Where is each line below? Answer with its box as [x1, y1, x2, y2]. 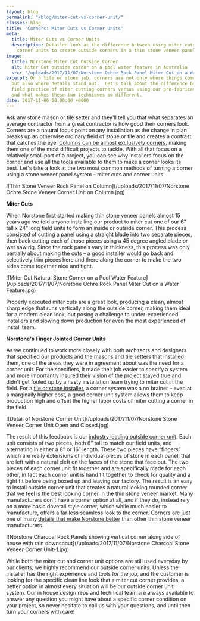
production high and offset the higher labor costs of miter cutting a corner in [6, 397, 193, 404]
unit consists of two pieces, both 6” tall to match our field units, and [6, 439, 172, 446]
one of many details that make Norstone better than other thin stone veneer [6, 515, 192, 522]
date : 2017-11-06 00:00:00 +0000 [6, 97, 89, 103]
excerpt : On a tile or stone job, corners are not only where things [6, 75, 183, 81]
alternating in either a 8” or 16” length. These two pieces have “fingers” [6, 445, 181, 453]
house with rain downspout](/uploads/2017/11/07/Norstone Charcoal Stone [6, 539, 189, 547]
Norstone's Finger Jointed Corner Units [6, 335, 106, 342]
